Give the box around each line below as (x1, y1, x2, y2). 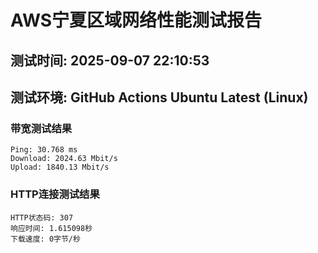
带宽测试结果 (10, 121, 73, 135)
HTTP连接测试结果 (10, 187, 100, 201)
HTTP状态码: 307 (10, 212, 74, 223)
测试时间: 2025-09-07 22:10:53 (10, 52, 210, 69)
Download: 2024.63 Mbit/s (10, 154, 118, 164)
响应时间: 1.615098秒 (10, 223, 93, 233)
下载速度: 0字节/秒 (10, 234, 81, 244)
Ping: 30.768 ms (10, 145, 78, 155)
